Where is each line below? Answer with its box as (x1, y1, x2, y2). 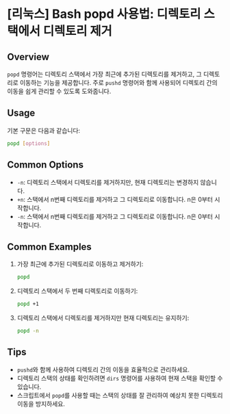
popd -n (16, 328, 39, 335)
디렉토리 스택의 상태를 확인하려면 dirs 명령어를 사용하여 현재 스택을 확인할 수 (16, 374, 223, 382)
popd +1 (16, 300, 39, 308)
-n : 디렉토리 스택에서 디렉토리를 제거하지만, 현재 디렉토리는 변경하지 (16, 178, 199, 186)
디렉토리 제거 (42, 23, 113, 39)
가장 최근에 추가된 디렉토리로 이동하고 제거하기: (16, 260, 144, 268)
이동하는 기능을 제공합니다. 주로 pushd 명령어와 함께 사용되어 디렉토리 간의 (19, 79, 218, 86)
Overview (7, 51, 50, 62)
